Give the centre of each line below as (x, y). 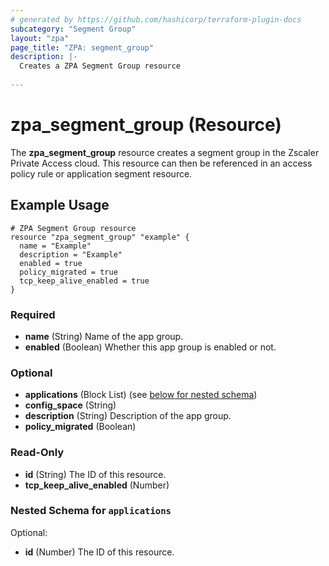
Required (33, 314)
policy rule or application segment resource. (101, 173)
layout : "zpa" (40, 38)
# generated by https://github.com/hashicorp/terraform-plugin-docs (156, 19)
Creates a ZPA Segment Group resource (100, 66)
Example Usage (60, 205)
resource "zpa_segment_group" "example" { (100, 237)
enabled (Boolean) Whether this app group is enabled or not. (150, 347)
